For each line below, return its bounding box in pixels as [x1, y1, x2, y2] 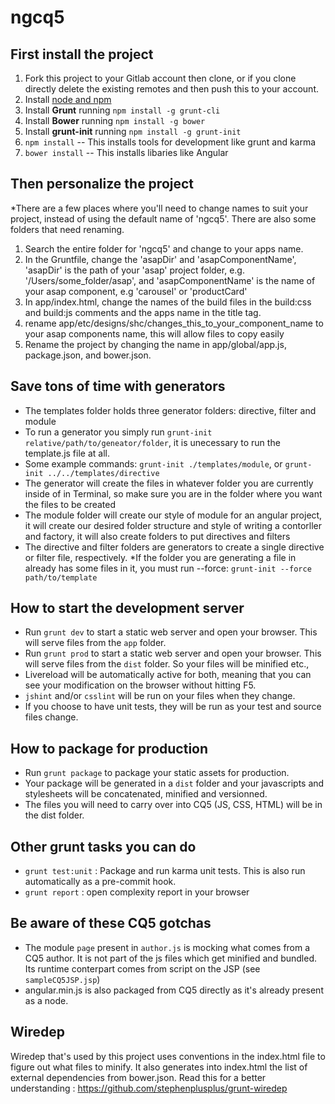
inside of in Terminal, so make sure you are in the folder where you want [24, 487, 323, 500]
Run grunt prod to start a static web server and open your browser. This [24, 647, 322, 660]
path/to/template [24, 572, 98, 583]
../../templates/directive [47, 468, 160, 478]
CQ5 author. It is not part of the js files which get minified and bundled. [24, 952, 317, 964]
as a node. [24, 994, 69, 1006]
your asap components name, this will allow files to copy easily [24, 327, 285, 340]
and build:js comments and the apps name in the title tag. [24, 306, 262, 318]
